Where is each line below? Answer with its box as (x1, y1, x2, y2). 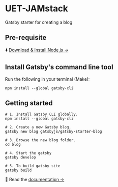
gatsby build (5, 168, 32, 173)
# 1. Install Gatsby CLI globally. (5, 112, 78, 117)
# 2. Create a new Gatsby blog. (5, 125, 71, 130)
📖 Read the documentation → (5, 177, 64, 183)
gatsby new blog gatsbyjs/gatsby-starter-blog (5, 129, 102, 134)
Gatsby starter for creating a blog (5, 19, 73, 25)
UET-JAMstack (5, 3, 68, 14)
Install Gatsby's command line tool (5, 63, 114, 71)
